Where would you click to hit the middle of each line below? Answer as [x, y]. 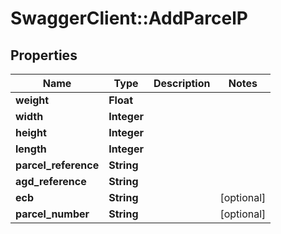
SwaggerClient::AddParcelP [129, 18]
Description [182, 83]
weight [32, 100]
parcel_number [52, 214]
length [31, 149]
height [31, 132]
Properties [44, 55]
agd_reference [51, 181]
